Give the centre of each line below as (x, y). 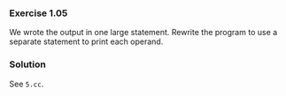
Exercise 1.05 (39, 13)
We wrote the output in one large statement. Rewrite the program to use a (143, 33)
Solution (28, 64)
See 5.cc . (27, 84)
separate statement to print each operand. (86, 41)
